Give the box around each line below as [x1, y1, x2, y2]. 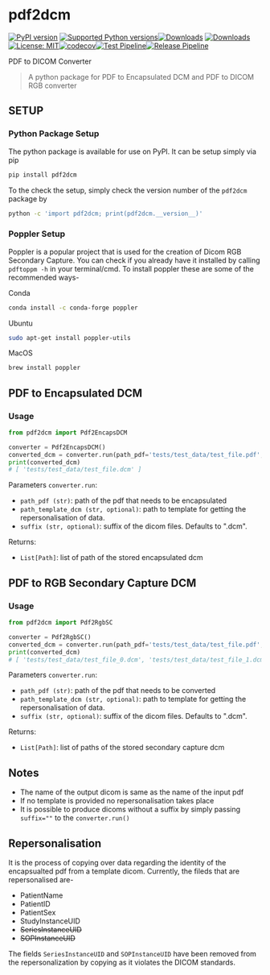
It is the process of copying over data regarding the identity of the [8, 858, 227, 868]
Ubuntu [8, 318, 34, 328]
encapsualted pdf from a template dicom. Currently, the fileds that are [8, 866, 239, 876]
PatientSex [19, 908, 56, 918]
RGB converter [27, 81, 77, 90]
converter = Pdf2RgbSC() [8, 633, 92, 641]
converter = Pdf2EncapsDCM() [8, 443, 106, 451]
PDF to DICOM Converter [8, 56, 92, 66]
